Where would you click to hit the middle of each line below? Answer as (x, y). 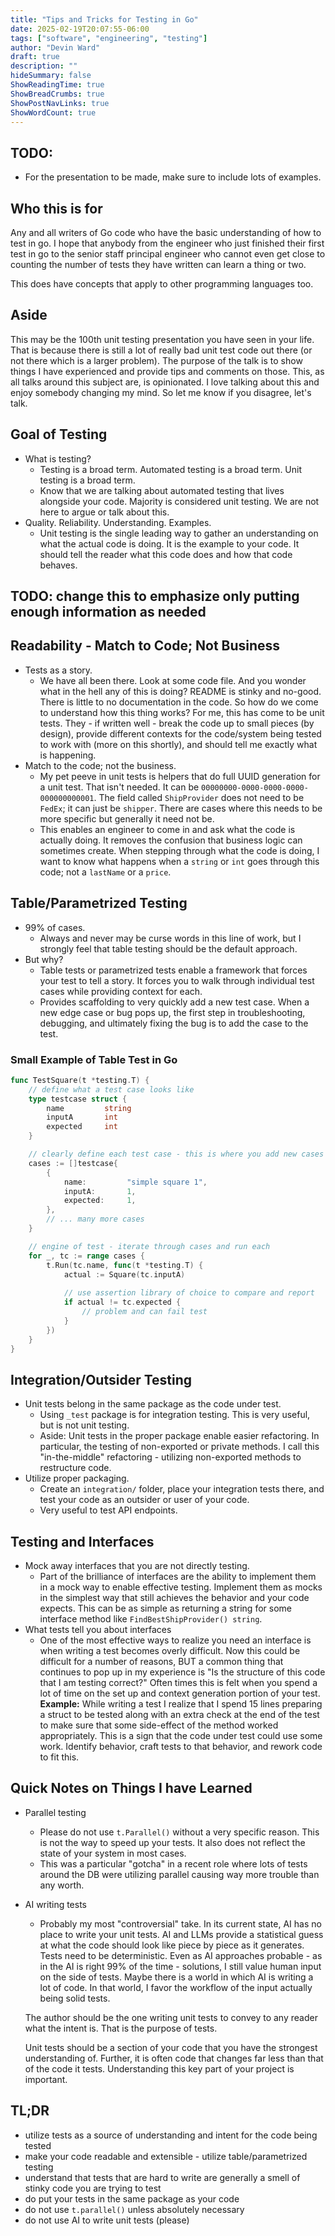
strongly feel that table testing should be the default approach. (168, 948)
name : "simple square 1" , (135, 1182)
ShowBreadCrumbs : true (57, 94)
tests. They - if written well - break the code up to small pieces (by (177, 723)
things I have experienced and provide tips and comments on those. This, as (167, 371)
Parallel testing (55, 1812)
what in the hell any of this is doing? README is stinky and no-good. (180, 691)
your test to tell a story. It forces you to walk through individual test (177, 980)
